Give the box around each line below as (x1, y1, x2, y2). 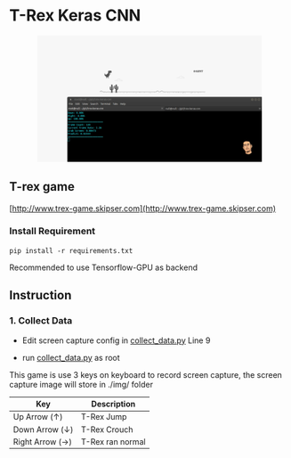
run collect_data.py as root (21, 352, 120, 363)
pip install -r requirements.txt (9, 246, 133, 255)
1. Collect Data (9, 315, 73, 327)
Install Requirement (9, 225, 96, 237)
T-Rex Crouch (80, 424, 133, 435)
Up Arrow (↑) (12, 412, 63, 422)
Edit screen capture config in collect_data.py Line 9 (21, 335, 211, 346)
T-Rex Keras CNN (9, 5, 141, 26)
